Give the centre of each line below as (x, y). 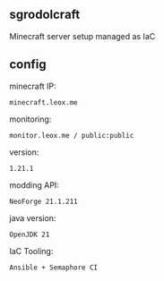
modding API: (35, 185)
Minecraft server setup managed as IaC (82, 36)
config (28, 65)
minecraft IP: (33, 86)
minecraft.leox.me (43, 102)
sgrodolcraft (45, 15)
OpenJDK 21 (30, 234)
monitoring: (30, 119)
